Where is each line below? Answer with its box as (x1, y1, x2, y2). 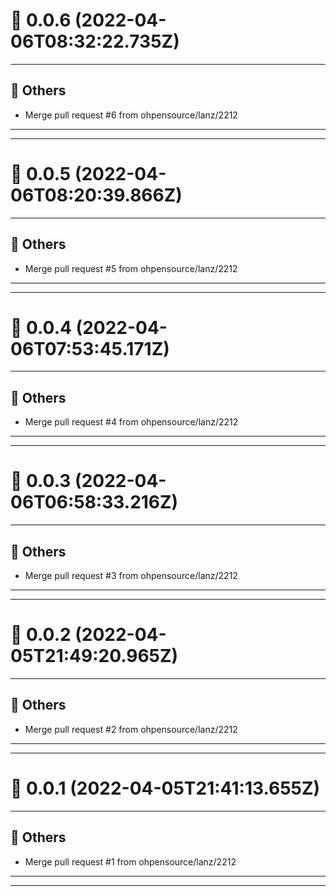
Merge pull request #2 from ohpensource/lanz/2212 (24, 723, 238, 735)
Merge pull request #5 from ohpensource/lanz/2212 (24, 262, 238, 274)
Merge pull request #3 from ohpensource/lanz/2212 (24, 570, 238, 581)
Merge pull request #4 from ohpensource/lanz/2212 (24, 416, 239, 428)
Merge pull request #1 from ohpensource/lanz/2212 (24, 855, 237, 868)
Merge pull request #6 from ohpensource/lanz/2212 (24, 109, 238, 121)
